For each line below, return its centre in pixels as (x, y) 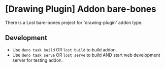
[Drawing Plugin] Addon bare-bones (81, 9)
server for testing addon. (37, 60)
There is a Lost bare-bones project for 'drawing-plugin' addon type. (74, 23)
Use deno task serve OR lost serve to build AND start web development (86, 55)
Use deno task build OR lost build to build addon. (65, 49)
